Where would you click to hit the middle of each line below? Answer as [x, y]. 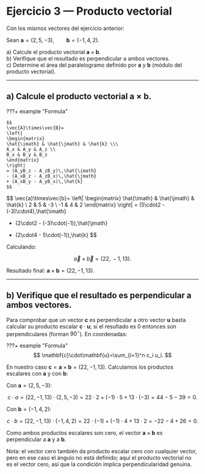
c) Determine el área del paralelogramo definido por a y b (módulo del [94, 65]
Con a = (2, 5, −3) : [29, 386]
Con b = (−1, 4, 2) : [29, 409]
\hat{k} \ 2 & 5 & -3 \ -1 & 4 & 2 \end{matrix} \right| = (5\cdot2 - [86, 205]
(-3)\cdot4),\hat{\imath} [36, 211]
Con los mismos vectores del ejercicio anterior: [66, 28]
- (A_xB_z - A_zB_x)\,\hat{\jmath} [52, 176]
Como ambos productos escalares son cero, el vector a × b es [85, 433]
